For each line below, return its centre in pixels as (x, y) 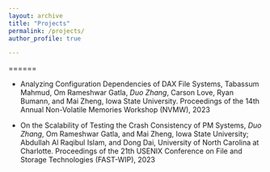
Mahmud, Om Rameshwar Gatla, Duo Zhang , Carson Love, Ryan (127, 93)
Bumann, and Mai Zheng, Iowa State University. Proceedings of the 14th (140, 101)
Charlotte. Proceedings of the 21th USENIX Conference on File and (131, 151)
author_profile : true (45, 38)
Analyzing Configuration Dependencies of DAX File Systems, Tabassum (139, 84)
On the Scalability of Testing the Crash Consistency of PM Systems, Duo (141, 125)
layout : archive (36, 16)
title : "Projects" (39, 23)
